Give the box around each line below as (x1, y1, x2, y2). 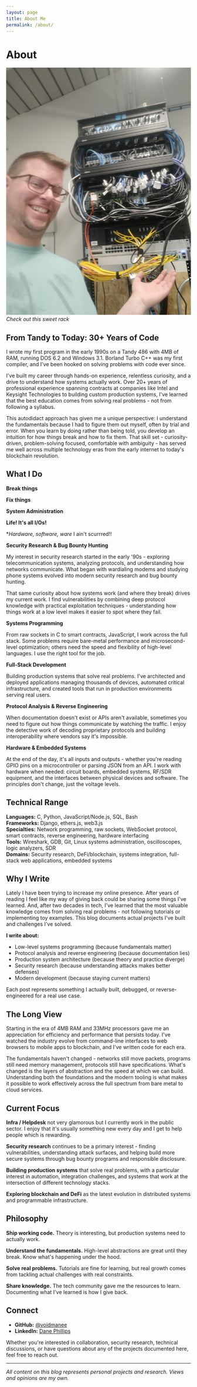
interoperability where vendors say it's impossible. (6, 732, 128, 740)
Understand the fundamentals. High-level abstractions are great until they (6, 1247, 188, 1254)
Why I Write (6, 874, 50, 884)
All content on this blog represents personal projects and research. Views (6, 1368, 184, 1375)
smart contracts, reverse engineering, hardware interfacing (6, 832, 149, 839)
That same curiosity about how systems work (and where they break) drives (6, 589, 191, 597)
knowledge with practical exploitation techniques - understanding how (6, 602, 176, 609)
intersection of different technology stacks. (6, 1179, 110, 1187)
